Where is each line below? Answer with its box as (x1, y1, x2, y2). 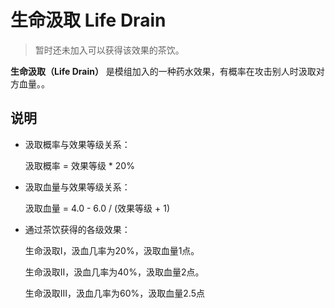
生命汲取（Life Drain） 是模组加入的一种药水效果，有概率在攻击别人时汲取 (10, 65, 317, 77)
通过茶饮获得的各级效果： (24, 223, 131, 235)
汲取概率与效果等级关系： (24, 138, 131, 150)
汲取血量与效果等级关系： (24, 181, 131, 193)
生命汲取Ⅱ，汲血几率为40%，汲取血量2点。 (24, 266, 205, 278)
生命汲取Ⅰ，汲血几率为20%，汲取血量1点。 (24, 244, 200, 256)
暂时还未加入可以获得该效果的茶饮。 (34, 44, 185, 56)
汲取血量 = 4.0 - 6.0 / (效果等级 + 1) (24, 202, 171, 214)
